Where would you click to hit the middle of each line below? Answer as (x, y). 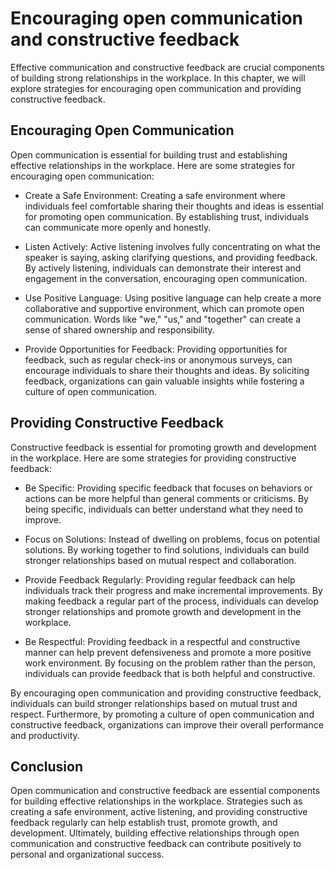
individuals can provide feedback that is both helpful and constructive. (170, 673)
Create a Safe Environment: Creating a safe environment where (155, 195)
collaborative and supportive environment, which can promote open (164, 308)
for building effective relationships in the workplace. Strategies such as (156, 801)
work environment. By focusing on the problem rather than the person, (170, 663)
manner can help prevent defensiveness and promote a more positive (168, 652)
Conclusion (47, 766)
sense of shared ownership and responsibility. (119, 329)
